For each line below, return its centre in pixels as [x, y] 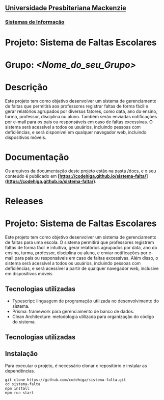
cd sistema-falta [23, 384]
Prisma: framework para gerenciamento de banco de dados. [73, 311]
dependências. [20, 371]
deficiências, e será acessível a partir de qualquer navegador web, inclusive [82, 268]
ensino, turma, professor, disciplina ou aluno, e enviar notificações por [76, 253]
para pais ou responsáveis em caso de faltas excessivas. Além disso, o [86, 258]
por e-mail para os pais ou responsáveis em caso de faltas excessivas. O [79, 122]
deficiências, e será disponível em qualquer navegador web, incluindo [76, 132]
